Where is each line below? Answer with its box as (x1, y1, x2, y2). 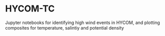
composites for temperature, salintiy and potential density (5, 24, 124, 30)
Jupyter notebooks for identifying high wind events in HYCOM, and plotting (5, 19, 160, 25)
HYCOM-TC (5, 3, 55, 14)
